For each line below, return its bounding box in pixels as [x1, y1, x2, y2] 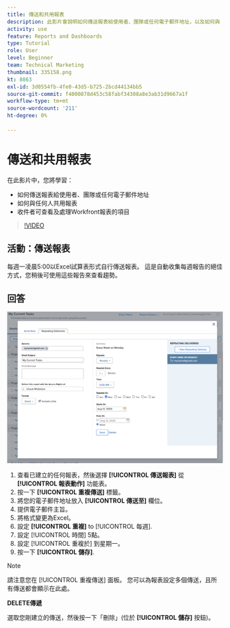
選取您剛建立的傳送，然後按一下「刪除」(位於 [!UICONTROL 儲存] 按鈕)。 [7, 614, 214, 622]
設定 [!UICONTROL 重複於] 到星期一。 [16, 540, 125, 548]
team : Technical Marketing [7, 62, 84, 68]
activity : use [7, 25, 48, 32]
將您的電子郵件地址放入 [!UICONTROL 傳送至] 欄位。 [16, 497, 166, 505]
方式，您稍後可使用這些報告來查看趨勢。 [7, 271, 121, 279]
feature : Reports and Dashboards [7, 33, 103, 40]
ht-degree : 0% [7, 112, 48, 119]
